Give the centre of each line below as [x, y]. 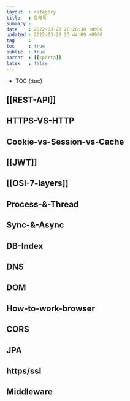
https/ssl [24, 371]
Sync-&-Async [35, 225]
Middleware [30, 392]
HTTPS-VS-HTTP [40, 121]
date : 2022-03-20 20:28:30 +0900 [55, 29]
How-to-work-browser [51, 308]
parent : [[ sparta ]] [34, 58]
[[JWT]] [22, 163]
